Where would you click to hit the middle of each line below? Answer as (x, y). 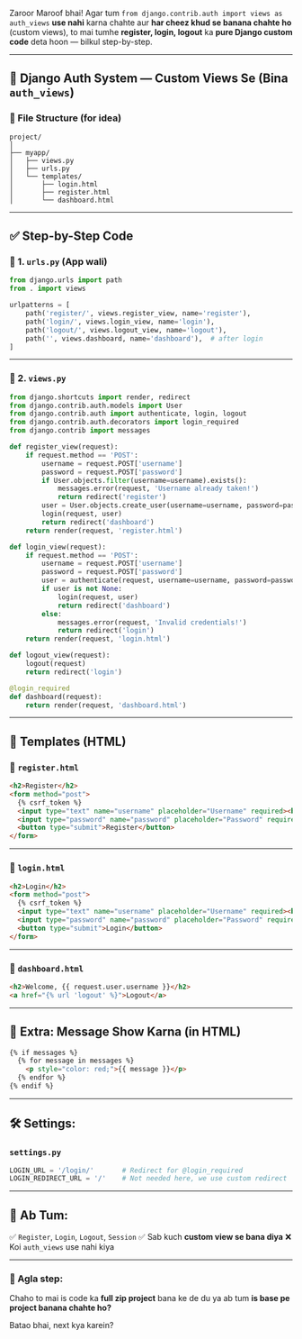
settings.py (36, 1153)
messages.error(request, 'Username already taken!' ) (158, 489)
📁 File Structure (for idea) (66, 118)
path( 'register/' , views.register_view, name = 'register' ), (138, 314)
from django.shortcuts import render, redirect (100, 397)
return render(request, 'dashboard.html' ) (106, 705)
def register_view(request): (64, 447)
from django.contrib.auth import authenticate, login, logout (128, 414)
